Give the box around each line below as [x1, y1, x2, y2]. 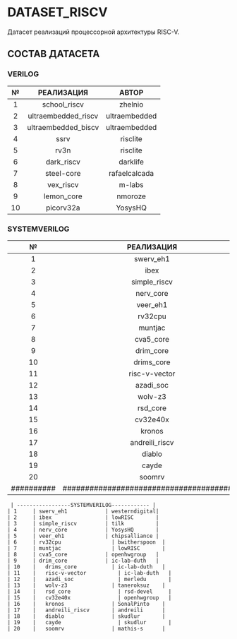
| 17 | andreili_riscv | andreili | [7, 607, 166, 614]
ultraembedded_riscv [28, 111, 99, 121]
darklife [119, 157, 145, 167]
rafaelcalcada [108, 168, 154, 178]
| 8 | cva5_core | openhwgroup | [7, 551, 159, 558]
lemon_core [43, 191, 83, 201]
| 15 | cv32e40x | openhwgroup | [7, 594, 172, 601]
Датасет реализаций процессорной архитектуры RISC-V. [7, 28, 180, 36]
